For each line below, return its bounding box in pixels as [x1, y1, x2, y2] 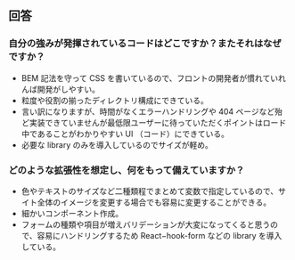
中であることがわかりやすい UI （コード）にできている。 [20, 128, 229, 139]
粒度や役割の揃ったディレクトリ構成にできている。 [20, 94, 209, 105]
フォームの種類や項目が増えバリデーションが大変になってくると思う [20, 219, 271, 230]
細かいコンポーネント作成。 [20, 207, 124, 218]
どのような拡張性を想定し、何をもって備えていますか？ [8, 164, 245, 176]
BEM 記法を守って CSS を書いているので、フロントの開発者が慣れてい [20, 72, 278, 83]
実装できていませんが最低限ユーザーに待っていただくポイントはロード [29, 117, 287, 127]
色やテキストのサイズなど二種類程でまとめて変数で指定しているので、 [20, 185, 278, 196]
